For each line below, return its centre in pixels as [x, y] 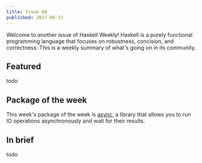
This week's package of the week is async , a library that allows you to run [99, 115]
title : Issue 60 [27, 12]
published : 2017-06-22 [35, 18]
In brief [20, 140]
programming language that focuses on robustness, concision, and [90, 41]
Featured [24, 66]
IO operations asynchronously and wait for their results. [76, 121]
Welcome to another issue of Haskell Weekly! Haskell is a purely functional [99, 34]
